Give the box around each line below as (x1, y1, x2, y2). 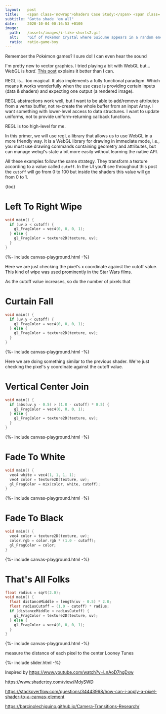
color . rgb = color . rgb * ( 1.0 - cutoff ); (9, 538, 96, 543)
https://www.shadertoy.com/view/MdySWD (5, 679, 94, 685)
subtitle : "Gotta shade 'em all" (5, 16, 74, 21)
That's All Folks (5, 574, 70, 585)
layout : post (5, 7, 37, 12)
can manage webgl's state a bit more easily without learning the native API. (5, 148, 158, 154)
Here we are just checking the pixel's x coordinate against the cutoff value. (5, 263, 158, 269)
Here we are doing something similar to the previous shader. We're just (5, 358, 150, 364)
